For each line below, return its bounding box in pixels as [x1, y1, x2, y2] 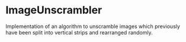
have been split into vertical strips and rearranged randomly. [5, 29, 153, 36]
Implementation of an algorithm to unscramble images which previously [5, 23, 180, 30]
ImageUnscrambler [5, 3, 102, 17]
